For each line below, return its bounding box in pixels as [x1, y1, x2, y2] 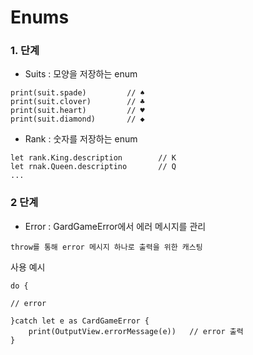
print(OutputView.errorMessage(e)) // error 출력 [28, 326, 244, 336]
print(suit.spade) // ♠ [10, 88, 145, 98]
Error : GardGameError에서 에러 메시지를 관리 [24, 220, 207, 232]
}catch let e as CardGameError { [10, 316, 150, 326]
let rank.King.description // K [10, 153, 177, 163]
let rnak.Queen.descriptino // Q [10, 162, 177, 172]
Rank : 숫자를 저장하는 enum [24, 133, 138, 145]
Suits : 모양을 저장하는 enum [24, 68, 138, 80]
